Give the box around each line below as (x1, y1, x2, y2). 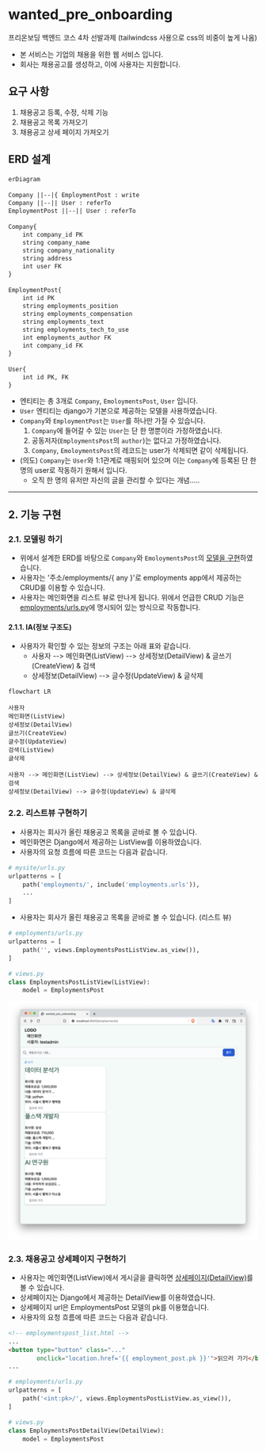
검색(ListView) (8, 746, 55, 754)
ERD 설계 (8, 153, 51, 166)
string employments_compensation (22, 310, 133, 318)
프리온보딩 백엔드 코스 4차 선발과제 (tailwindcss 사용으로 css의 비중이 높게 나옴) (8, 32, 257, 42)
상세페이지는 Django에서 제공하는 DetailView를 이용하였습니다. (19, 1293, 215, 1302)
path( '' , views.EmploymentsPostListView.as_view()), (22, 946, 200, 954)
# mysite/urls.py (8, 863, 66, 872)
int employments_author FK (22, 333, 112, 341)
